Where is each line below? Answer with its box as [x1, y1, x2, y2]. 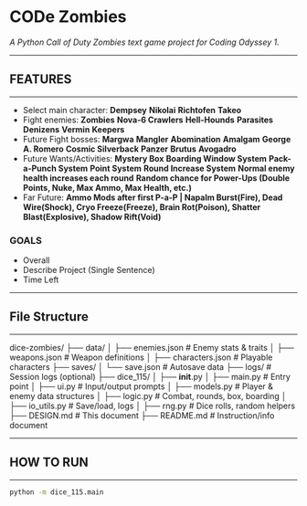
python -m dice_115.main [9, 487, 104, 497]
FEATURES [9, 71, 72, 88]
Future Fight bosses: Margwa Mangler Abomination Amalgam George [22, 133, 291, 144]
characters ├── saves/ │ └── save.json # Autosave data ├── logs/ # [9, 361, 272, 372]
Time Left [22, 274, 59, 285]
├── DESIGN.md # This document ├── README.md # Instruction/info [9, 409, 275, 421]
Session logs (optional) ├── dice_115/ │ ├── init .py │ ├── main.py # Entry [9, 371, 291, 382]
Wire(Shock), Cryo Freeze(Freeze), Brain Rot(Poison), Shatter [22, 201, 261, 212]
